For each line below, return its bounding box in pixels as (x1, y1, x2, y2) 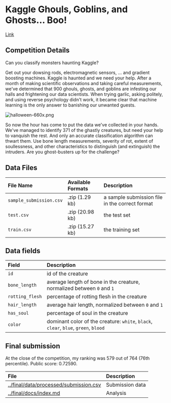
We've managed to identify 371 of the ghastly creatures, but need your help (5, 127, 164, 133)
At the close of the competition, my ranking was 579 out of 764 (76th (5, 355, 150, 361)
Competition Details (5, 46, 70, 55)
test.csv (8, 212, 29, 218)
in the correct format (103, 200, 153, 207)
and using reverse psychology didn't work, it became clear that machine (5, 96, 157, 102)
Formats (67, 185, 88, 192)
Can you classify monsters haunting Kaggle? (5, 60, 99, 66)
